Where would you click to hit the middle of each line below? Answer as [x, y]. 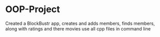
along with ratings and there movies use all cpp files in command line [78, 28]
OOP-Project [33, 9]
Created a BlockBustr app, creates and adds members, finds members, [80, 23]
